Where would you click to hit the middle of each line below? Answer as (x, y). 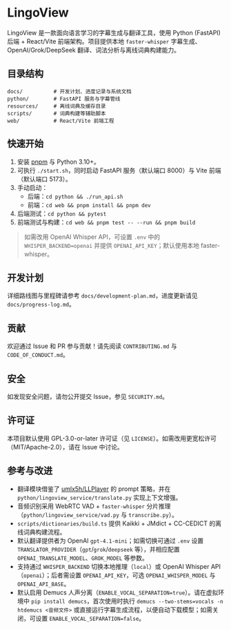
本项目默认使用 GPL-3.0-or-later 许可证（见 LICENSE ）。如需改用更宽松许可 (112, 438)
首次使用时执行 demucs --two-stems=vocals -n (158, 601)
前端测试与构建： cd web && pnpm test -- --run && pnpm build (106, 222)
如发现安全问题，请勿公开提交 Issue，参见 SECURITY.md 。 (88, 396)
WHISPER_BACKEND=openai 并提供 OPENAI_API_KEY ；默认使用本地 (112, 245)
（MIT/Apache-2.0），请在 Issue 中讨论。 (65, 447)
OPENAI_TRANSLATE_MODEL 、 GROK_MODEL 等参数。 (82, 558)
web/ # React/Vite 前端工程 (61, 121)
